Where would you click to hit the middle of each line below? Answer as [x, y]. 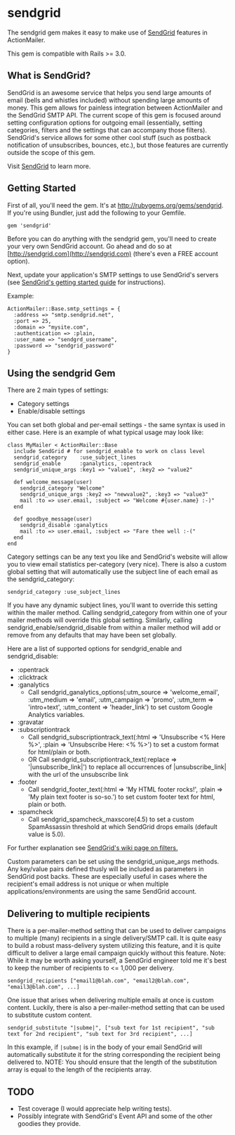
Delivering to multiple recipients [79, 914]
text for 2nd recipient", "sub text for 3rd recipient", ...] [100, 1034]
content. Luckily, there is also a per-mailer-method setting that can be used [116, 1008]
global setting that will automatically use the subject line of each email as [113, 572]
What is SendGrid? [49, 76]
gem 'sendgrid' [29, 226]
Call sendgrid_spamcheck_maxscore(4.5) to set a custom [111, 819]
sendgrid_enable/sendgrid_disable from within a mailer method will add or [114, 628]
